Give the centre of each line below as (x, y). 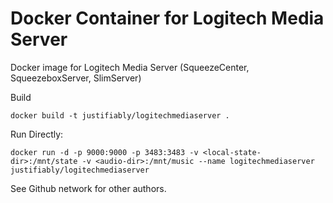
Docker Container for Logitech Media (167, 18)
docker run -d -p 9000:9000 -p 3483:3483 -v (104, 152)
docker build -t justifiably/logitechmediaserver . (120, 115)
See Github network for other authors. (88, 188)
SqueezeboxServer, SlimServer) (76, 78)
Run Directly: (37, 134)
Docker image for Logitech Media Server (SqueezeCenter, (130, 67)
